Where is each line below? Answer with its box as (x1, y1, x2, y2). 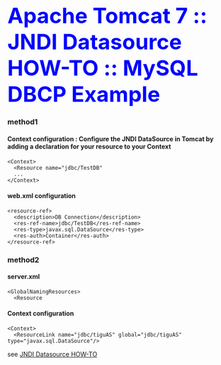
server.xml (7, 273, 40, 281)
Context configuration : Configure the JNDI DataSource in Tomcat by (7, 134, 214, 143)
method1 (7, 117, 38, 127)
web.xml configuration (7, 192, 76, 200)
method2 (7, 255, 40, 265)
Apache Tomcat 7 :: (7, 2, 208, 29)
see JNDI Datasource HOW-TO (7, 350, 98, 359)
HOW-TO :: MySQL (7, 55, 198, 82)
